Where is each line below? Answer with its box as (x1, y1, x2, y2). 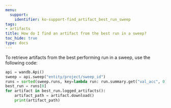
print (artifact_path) (14, 98, 60, 103)
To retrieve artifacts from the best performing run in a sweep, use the (5, 54, 151, 60)
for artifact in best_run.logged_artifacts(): (5, 88, 106, 94)
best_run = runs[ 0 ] (5, 84, 47, 89)
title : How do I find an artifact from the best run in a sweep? (5, 31, 147, 36)
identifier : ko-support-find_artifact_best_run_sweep (14, 17, 131, 22)
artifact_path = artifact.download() (14, 93, 95, 98)
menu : (5, 7, 17, 13)
